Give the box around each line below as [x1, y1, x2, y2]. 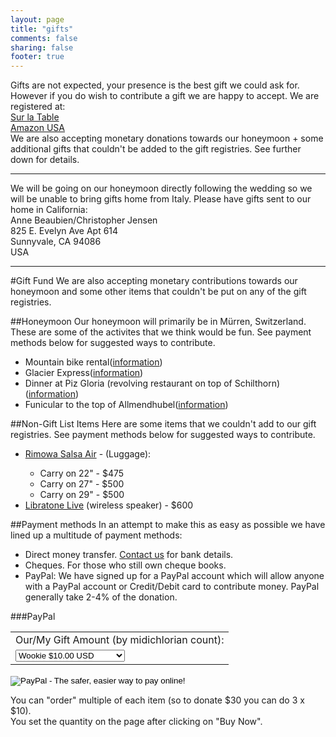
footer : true [10, 52, 65, 62]
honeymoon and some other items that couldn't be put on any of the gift [10, 286, 307, 298]
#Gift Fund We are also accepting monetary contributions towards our [10, 275, 298, 287]
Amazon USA [10, 122, 65, 134]
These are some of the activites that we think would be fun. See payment [10, 326, 312, 338]
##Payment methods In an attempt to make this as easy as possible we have [10, 519, 326, 531]
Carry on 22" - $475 [39, 467, 125, 480]
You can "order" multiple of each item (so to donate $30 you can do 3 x [10, 694, 305, 706]
